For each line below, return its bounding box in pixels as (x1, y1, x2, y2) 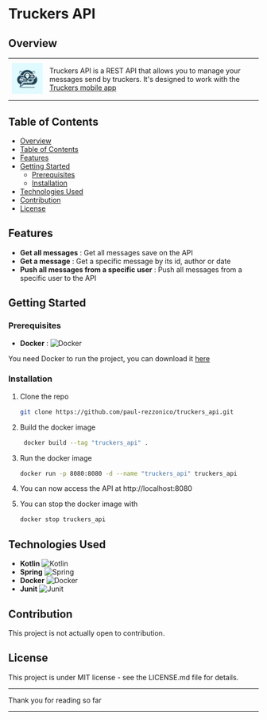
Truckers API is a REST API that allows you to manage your (48, 65, 241, 76)
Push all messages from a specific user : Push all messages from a (19, 264, 242, 274)
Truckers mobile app (48, 83, 117, 92)
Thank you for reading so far (8, 695, 102, 705)
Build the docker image (19, 422, 96, 432)
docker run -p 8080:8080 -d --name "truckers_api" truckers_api (19, 469, 238, 477)
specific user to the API (19, 273, 97, 282)
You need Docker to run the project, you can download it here (8, 353, 211, 363)
